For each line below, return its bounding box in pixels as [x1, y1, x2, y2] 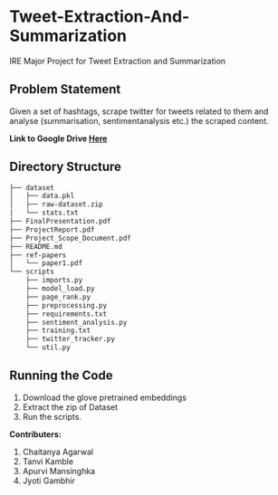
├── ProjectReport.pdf [9, 224, 95, 234]
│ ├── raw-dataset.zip [9, 200, 103, 209]
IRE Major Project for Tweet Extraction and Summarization [9, 55, 226, 66]
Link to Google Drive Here [9, 133, 108, 144]
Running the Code [9, 368, 113, 384]
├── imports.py [25, 276, 83, 285]
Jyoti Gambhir [22, 475, 75, 486]
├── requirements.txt [25, 309, 107, 319]
